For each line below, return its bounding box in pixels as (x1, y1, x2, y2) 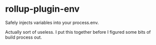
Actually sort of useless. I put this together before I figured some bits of (5, 29, 151, 35)
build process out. (5, 34, 42, 40)
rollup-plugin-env (5, 3, 80, 15)
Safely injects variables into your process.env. (5, 20, 99, 25)
